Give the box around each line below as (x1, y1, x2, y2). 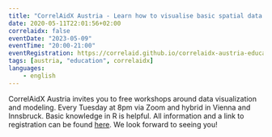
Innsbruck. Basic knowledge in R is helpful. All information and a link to (8, 110, 244, 121)
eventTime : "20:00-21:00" (8, 42, 96, 50)
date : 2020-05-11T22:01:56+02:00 (8, 19, 121, 27)
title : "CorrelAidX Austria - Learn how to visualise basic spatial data (8, 11, 263, 20)
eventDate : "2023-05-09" (8, 34, 92, 43)
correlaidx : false (8, 27, 70, 35)
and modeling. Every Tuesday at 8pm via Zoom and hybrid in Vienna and (8, 102, 251, 112)
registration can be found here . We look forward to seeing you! (8, 119, 218, 129)
